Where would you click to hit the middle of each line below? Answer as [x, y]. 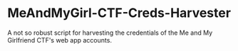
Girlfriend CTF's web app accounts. [60, 40]
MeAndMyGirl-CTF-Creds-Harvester [119, 13]
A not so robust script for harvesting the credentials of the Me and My [110, 33]
